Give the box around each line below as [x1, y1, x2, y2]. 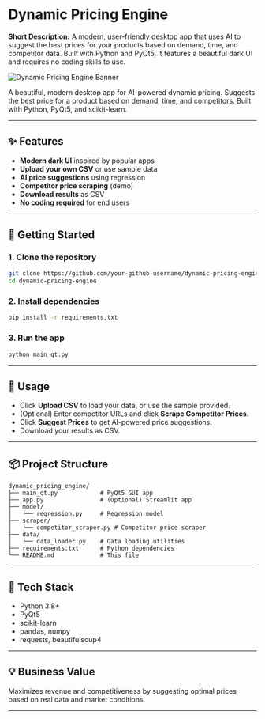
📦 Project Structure [8, 457, 109, 471]
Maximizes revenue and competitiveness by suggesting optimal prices [8, 686, 237, 695]
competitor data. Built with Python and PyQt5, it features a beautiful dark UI [8, 48, 253, 58]
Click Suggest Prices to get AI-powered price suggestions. [19, 418, 213, 427]
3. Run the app [8, 332, 65, 343]
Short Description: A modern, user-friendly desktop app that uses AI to [8, 32, 241, 41]
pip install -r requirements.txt [8, 314, 118, 322]
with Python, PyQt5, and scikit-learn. [8, 104, 128, 114]
